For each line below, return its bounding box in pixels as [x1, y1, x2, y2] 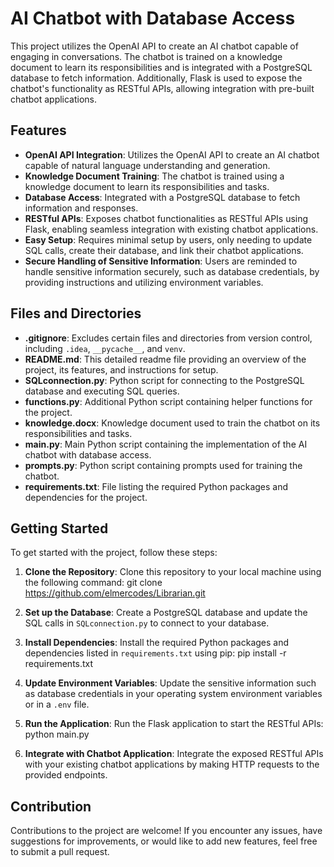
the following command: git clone [24, 577, 163, 589]
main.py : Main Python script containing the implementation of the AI [24, 438, 308, 450]
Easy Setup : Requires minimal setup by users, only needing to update [24, 233, 313, 246]
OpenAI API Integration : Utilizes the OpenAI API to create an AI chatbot [24, 148, 320, 161]
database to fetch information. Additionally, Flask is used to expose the [10, 72, 303, 84]
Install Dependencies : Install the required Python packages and [24, 637, 290, 649]
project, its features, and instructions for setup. [24, 363, 219, 376]
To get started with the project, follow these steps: [10, 547, 218, 559]
